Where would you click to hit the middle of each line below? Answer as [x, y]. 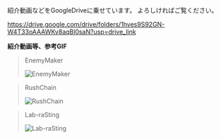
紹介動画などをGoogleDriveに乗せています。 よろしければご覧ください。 [113, 10]
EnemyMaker [44, 60]
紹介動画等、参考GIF [37, 46]
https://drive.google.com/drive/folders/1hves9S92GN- [86, 24]
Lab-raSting [42, 115]
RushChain [40, 87]
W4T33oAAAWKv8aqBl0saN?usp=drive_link [72, 32]
